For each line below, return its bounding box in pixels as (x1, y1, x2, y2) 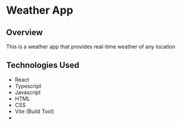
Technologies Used (6, 60, 79, 70)
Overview (6, 27, 43, 37)
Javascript (14, 89, 41, 96)
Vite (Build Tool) (14, 108, 55, 115)
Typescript (14, 82, 42, 89)
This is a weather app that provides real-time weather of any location (6, 43, 176, 50)
